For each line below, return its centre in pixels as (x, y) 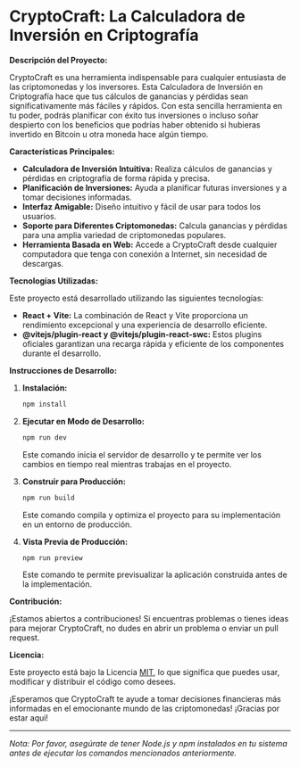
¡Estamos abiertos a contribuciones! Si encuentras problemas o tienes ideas (149, 619)
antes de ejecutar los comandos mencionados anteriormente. (123, 753)
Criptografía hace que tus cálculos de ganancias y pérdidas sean (129, 96)
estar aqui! (29, 718)
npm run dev (44, 437)
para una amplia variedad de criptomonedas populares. (124, 235)
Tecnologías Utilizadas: (54, 280)
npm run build (48, 498)
